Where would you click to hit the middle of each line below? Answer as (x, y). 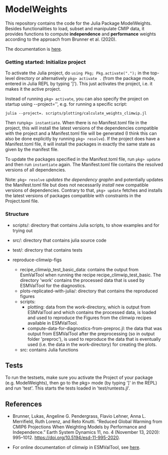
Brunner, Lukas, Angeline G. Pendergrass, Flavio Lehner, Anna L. (79, 416)
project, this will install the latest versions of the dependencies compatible (82, 128)
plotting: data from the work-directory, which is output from (89, 307)
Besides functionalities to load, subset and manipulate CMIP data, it (75, 28)
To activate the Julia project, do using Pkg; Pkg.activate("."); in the (77, 73)
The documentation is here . (34, 49)
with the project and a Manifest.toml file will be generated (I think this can (81, 133)
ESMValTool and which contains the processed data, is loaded (92, 312)
